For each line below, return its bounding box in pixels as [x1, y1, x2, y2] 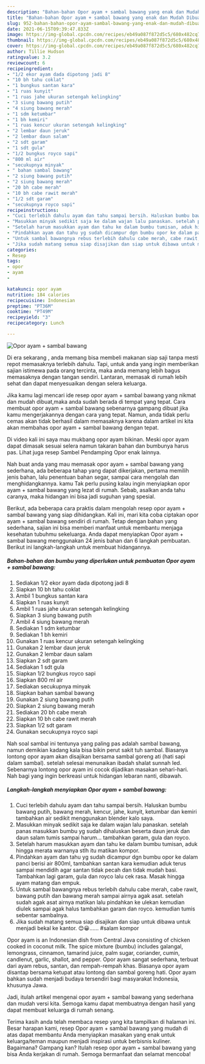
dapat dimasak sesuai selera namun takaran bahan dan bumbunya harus [7, 442, 189, 449]
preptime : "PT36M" [7, 303, 54, 309]
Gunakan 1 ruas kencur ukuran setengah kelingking [15, 637, 144, 644]
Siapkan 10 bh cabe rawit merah [15, 715, 97, 722]
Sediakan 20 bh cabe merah [15, 708, 87, 716]
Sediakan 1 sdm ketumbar [15, 624, 81, 632]
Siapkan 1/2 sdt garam [15, 721, 72, 728]
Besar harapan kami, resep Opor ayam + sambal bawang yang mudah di [7, 1024, 188, 1032]
